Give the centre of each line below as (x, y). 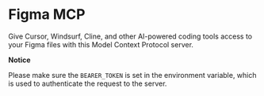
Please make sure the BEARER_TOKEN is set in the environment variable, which (132, 75)
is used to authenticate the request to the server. (88, 83)
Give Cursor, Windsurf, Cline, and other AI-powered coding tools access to (130, 36)
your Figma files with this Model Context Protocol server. (101, 44)
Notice (19, 60)
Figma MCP (47, 15)
